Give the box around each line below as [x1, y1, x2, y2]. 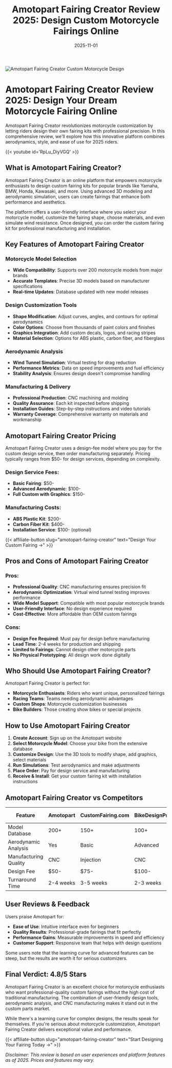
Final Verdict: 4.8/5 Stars [5, 970, 87, 979]
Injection [80, 856, 101, 864]
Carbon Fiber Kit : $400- [12, 521, 65, 527]
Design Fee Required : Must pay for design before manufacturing [12, 635, 150, 642]
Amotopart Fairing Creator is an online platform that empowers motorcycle [5, 177, 162, 183]
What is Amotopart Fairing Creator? [5, 163, 122, 172]
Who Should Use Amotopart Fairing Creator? [5, 667, 151, 675]
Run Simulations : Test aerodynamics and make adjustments [12, 762, 140, 768]
